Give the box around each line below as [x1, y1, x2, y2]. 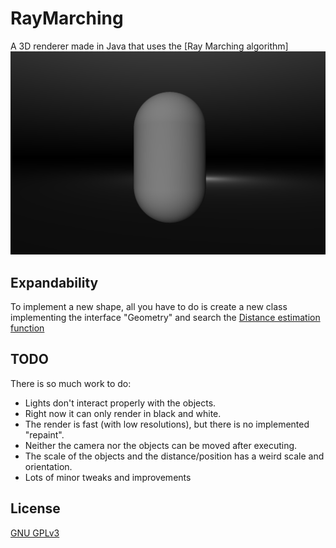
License [10, 500, 61, 517]
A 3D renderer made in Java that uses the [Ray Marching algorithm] [10, 40, 289, 52]
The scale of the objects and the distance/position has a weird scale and [24, 450, 325, 462]
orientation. [24, 460, 73, 472]
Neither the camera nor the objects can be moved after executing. [24, 439, 298, 451]
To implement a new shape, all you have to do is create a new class [10, 301, 288, 313]
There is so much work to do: [10, 377, 132, 389]
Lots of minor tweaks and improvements [24, 471, 192, 483]
